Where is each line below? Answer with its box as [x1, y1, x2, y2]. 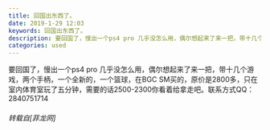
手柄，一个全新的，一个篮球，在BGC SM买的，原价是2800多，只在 [35, 75, 259, 84]
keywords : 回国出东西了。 [8, 26, 87, 35]
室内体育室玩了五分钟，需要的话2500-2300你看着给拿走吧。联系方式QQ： [8, 85, 255, 95]
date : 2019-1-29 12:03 [8, 19, 84, 27]
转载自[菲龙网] [8, 113, 56, 123]
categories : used [8, 42, 67, 50]
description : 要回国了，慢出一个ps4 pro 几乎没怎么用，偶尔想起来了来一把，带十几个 [8, 34, 264, 43]
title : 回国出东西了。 [8, 11, 76, 20]
